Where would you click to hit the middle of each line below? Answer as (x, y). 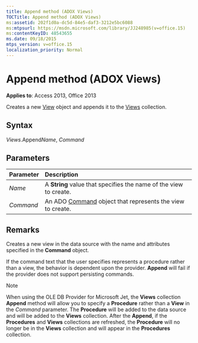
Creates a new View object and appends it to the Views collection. (86, 107)
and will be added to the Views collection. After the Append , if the (87, 316)
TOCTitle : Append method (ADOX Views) (54, 17)
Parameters (28, 158)
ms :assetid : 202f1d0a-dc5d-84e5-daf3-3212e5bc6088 (70, 22)
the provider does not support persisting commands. (70, 274)
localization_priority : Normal (44, 50)
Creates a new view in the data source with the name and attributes (88, 244)
